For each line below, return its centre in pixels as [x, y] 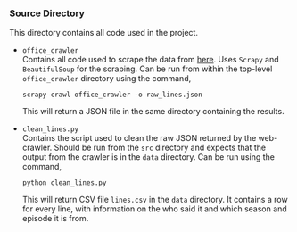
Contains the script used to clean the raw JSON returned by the [139, 138]
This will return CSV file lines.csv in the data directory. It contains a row [155, 200]
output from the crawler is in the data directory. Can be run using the [148, 157]
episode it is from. [55, 219]
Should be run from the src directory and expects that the [160, 148]
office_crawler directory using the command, [107, 79]
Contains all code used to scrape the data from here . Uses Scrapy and [150, 60]
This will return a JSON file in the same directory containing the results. [153, 112]
